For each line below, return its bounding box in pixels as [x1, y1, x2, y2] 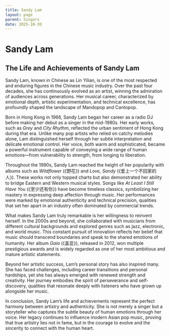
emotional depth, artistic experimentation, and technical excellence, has [5, 99, 156, 105]
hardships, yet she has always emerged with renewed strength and [5, 272, 146, 278]
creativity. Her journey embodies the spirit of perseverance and [5, 277, 138, 284]
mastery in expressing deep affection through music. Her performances [5, 192, 155, 198]
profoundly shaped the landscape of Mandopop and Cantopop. [5, 104, 138, 110]
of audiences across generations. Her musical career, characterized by [5, 94, 154, 100]
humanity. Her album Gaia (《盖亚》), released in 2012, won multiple [5, 240, 144, 246]
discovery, [5, 283, 27, 289]
